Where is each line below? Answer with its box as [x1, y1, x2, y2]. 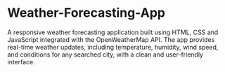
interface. [7, 57, 35, 66]
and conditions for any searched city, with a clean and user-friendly [7, 50, 204, 59]
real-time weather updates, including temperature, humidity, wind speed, [7, 43, 219, 51]
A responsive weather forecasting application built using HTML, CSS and [7, 28, 219, 36]
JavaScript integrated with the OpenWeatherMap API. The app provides [7, 35, 215, 43]
